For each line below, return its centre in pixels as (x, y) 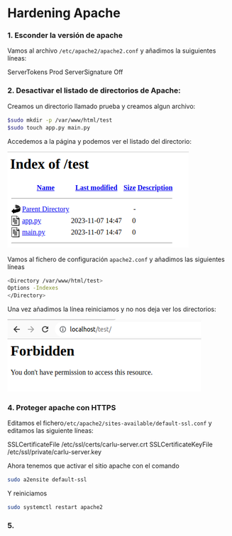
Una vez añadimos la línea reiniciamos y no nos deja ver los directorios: (112, 309)
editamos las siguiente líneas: (50, 431)
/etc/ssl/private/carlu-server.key (54, 452)
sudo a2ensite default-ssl (47, 480)
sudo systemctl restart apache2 (55, 508)
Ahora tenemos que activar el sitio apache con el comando (93, 466)
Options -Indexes (33, 288)
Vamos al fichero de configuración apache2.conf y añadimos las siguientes (116, 259)
